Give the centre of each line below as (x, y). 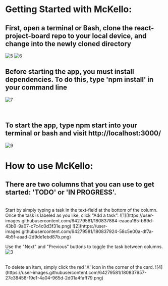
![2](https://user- (90, 226)
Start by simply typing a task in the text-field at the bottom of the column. (81, 210)
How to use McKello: (49, 166)
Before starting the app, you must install (70, 72)
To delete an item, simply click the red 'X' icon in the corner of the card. (80, 267)
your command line (36, 88)
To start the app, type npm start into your (71, 126)
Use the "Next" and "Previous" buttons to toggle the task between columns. (84, 247)
